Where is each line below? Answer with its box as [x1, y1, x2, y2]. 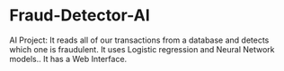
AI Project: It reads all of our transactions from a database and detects [9, 35, 270, 45]
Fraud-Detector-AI [9, 5, 150, 26]
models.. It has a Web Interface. [9, 53, 128, 64]
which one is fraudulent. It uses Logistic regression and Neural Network [9, 43, 275, 54]
